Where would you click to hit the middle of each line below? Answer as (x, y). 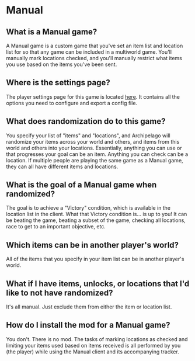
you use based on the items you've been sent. (62, 64)
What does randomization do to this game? (86, 121)
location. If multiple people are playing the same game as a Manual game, (95, 160)
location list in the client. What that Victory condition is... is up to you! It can (97, 214)
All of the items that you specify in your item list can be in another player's (95, 259)
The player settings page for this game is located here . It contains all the (93, 96)
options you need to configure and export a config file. (72, 103)
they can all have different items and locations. (62, 166)
